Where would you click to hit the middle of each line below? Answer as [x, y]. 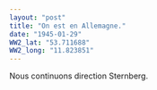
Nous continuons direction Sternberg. [79, 76]
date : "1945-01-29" [46, 34]
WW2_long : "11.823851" [52, 51]
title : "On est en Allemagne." [68, 26]
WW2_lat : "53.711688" [50, 42]
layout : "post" [38, 17]
